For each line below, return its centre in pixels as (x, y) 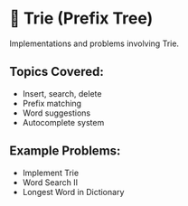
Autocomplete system (63, 122)
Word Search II (50, 182)
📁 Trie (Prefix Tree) (81, 19)
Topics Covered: (56, 72)
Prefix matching (52, 103)
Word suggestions (56, 113)
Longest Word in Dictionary (73, 192)
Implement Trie (51, 173)
